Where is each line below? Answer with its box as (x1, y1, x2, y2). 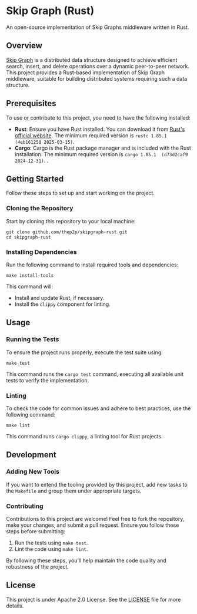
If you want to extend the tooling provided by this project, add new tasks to (6, 481, 188, 488)
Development (6, 450, 57, 460)
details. (6, 602, 24, 609)
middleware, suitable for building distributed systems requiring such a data (6, 75, 188, 82)
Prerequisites (6, 98, 56, 108)
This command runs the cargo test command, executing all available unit (6, 370, 184, 378)
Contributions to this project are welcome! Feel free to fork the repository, (6, 515, 185, 522)
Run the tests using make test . (14, 539, 88, 546)
